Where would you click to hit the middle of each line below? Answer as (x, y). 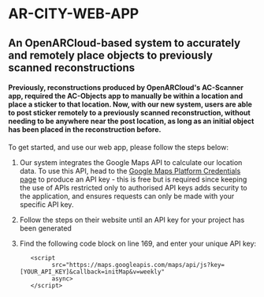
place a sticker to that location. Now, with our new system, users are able (130, 104)
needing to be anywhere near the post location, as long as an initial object (131, 121)
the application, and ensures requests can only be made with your (127, 196)
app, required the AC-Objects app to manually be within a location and (126, 96)
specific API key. (46, 204)
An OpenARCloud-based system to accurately (125, 43)
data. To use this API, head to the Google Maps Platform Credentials (130, 171)
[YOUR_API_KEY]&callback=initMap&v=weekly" (92, 272)
